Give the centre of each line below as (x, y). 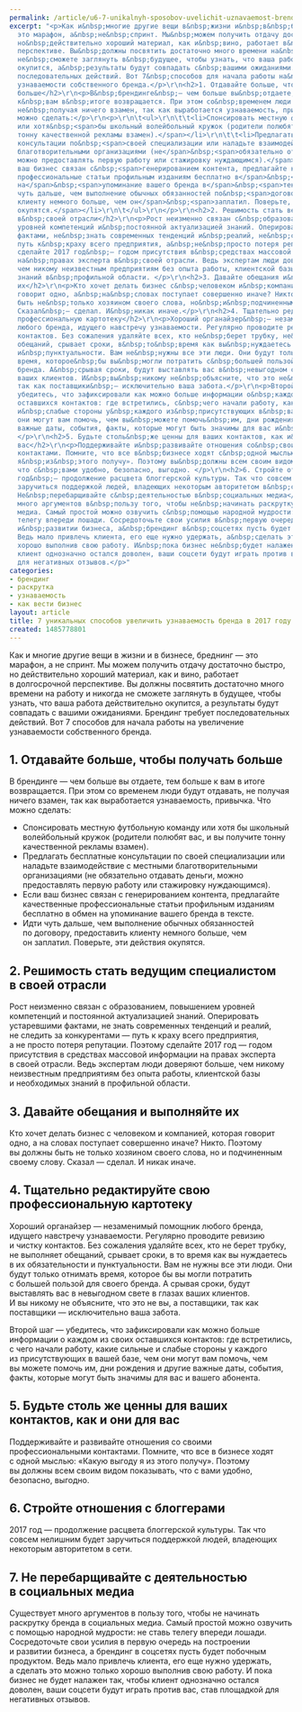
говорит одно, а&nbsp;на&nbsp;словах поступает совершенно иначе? (144, 294)
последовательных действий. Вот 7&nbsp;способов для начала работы (147, 77)
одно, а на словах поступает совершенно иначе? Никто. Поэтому (136, 1143)
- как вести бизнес (46, 605)
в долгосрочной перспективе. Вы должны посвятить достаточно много (147, 683)
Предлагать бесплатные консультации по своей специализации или (154, 856)
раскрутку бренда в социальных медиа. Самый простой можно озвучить (151, 1623)
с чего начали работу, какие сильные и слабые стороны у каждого (138, 1349)
